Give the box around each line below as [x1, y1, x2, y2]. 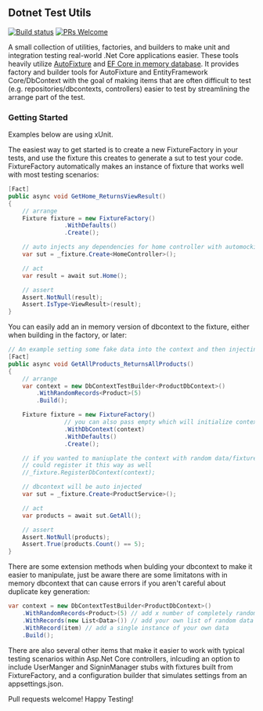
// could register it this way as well [22, 461, 153, 469]
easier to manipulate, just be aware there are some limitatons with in [8, 571, 229, 580]
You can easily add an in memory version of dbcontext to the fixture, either [8, 322, 250, 332]
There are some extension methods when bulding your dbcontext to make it [8, 562, 253, 571]
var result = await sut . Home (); [22, 272, 128, 279]
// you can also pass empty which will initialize [63, 418, 233, 426]
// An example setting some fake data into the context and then [8, 345, 225, 354]
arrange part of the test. [8, 92, 86, 101]
